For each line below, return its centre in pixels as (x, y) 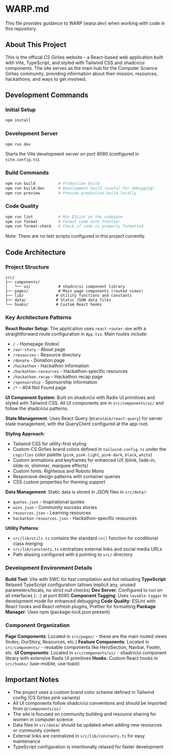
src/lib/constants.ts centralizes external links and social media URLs (88, 549)
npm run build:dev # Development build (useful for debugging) (80, 188)
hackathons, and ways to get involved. (46, 79)
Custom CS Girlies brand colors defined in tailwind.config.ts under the (89, 449)
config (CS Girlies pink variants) (46, 697)
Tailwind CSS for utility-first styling (49, 444)
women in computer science (43, 719)
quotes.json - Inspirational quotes (49, 502)
